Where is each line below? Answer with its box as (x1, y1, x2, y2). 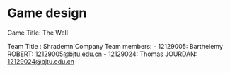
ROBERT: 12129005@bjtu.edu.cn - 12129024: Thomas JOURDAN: (7, 50, 197, 58)
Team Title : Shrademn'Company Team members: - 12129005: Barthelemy (7, 42, 223, 50)
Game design (7, 5, 87, 21)
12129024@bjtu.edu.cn (7, 57, 75, 65)
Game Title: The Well (7, 28, 69, 37)
